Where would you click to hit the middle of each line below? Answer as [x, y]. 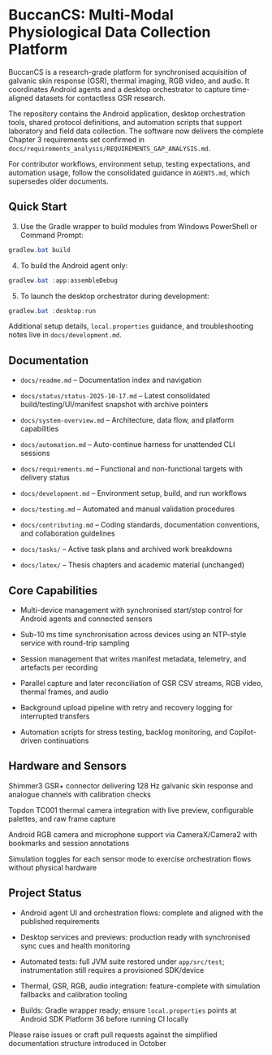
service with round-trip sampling [75, 643]
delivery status [45, 478]
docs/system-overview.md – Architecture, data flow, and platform [127, 420]
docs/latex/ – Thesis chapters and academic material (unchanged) [132, 565]
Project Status [45, 893]
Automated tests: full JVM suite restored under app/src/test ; [122, 962]
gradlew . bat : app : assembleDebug [63, 280]
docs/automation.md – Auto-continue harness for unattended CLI [127, 445]
